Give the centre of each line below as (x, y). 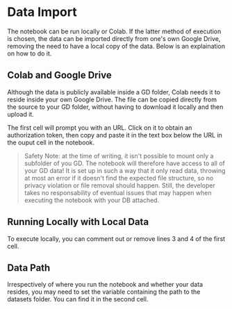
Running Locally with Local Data (78, 222)
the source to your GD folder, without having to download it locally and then (115, 107)
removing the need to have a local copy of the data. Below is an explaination (116, 46)
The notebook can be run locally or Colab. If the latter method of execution (114, 31)
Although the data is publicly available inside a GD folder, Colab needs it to (114, 92)
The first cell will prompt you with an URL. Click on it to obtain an (100, 127)
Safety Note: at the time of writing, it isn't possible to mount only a (119, 156)
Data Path (29, 268)
